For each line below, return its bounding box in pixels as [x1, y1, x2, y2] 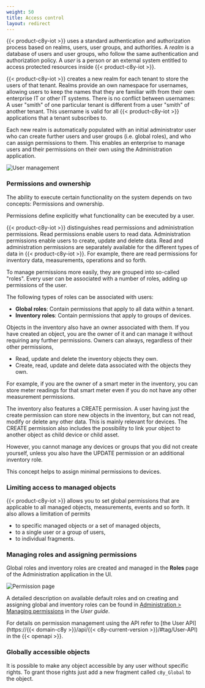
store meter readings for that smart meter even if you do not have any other [6, 386, 197, 393]
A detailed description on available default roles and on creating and [6, 595, 179, 602]
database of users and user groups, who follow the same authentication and [6, 50, 199, 58]
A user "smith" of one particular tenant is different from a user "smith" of [6, 101, 190, 109]
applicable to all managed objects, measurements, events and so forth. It [6, 503, 190, 511]
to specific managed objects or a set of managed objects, [15, 522, 161, 529]
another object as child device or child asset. [6, 431, 119, 438]
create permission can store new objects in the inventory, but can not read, [6, 411, 196, 419]
